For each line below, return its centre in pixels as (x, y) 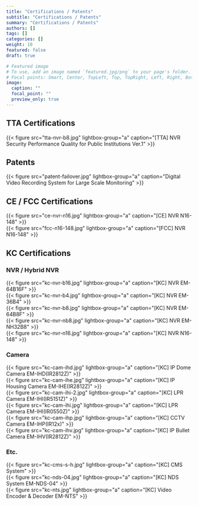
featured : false (26, 50)
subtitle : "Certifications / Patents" (54, 17)
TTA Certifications (41, 123)
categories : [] (25, 39)
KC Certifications (39, 253)
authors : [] (21, 28)
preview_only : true (35, 99)
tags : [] (17, 34)
